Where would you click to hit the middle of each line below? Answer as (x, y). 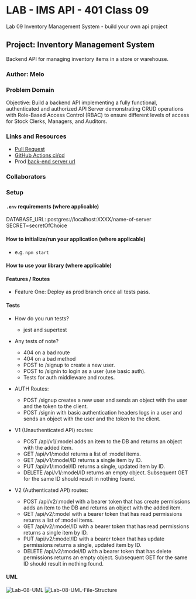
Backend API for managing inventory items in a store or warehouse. (87, 59)
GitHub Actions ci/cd (40, 155)
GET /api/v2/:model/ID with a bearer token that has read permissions (106, 526)
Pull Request (30, 149)
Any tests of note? (37, 341)
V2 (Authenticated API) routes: (51, 490)
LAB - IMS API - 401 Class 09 (78, 10)
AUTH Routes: (32, 389)
